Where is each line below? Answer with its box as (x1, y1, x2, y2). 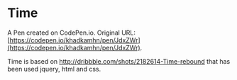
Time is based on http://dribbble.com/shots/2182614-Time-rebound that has (7, 57, 231, 65)
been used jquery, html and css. (7, 64, 101, 73)
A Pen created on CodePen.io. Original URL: (7, 28, 136, 37)
